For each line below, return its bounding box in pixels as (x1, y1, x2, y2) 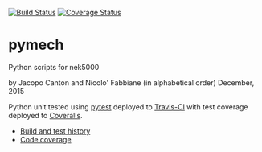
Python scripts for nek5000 (8, 62, 100, 72)
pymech (8, 36, 64, 54)
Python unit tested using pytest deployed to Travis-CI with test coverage (8, 101, 248, 112)
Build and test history (19, 125, 91, 136)
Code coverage (19, 134, 72, 144)
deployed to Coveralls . (8, 110, 83, 120)
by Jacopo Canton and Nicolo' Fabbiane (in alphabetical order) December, (8, 77, 255, 88)
